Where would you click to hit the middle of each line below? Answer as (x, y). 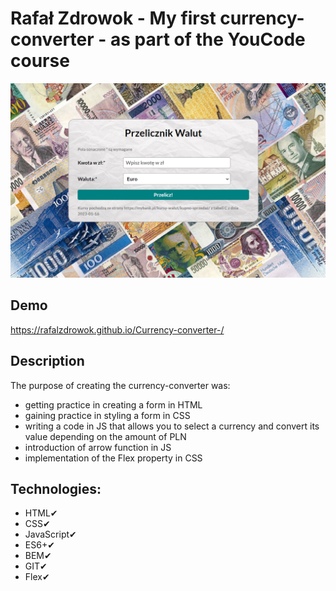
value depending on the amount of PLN (105, 436)
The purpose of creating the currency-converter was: (120, 385)
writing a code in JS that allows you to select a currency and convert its (172, 426)
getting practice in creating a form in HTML (113, 404)
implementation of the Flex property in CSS (113, 458)
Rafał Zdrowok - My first (113, 18)
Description (47, 361)
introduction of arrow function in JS (98, 447)
